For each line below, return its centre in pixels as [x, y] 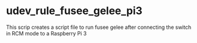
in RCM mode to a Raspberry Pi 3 [46, 33]
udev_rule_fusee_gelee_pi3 [74, 11]
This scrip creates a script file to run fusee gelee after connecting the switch [99, 27]
